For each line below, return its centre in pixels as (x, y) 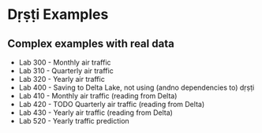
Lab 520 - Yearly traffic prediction (74, 121)
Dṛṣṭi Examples (58, 15)
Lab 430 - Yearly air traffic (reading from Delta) (95, 113)
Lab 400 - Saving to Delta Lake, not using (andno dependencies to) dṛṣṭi (137, 87)
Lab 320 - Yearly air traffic (62, 79)
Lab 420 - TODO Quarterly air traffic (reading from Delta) (112, 104)
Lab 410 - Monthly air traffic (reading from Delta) (98, 96)
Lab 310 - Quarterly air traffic (66, 71)
